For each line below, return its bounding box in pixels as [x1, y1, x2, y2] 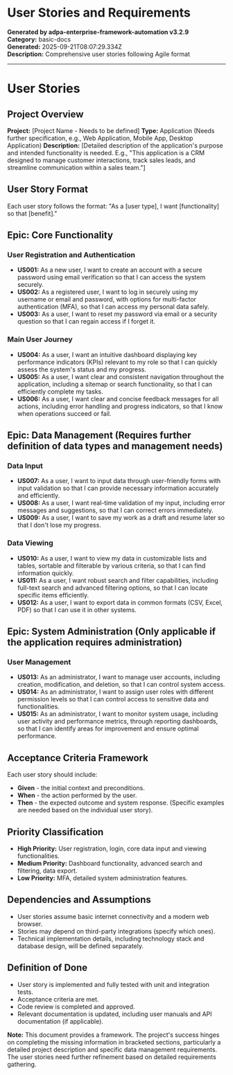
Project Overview [7, 108, 84, 120]
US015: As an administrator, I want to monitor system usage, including [17, 710, 218, 718]
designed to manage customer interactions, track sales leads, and [7, 156, 196, 164]
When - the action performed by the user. [17, 792, 137, 800]
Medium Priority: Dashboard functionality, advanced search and [17, 859, 202, 868]
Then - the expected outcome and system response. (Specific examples [17, 798, 225, 807]
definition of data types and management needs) [7, 440, 223, 452]
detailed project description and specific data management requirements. [7, 1045, 217, 1054]
